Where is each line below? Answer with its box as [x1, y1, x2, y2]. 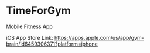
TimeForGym [6, 4, 71, 17]
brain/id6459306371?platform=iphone [6, 40, 98, 47]
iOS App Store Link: [6, 34, 54, 41]
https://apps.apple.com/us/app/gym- [54, 34, 145, 41]
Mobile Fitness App [6, 23, 53, 30]
